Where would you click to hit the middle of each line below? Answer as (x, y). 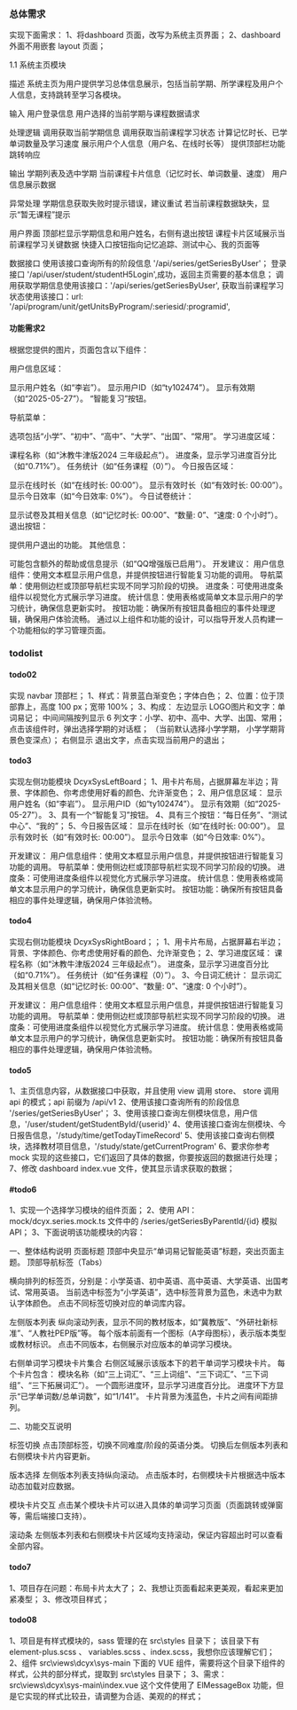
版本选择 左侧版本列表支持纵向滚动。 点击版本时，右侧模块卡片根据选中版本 (147, 1475)
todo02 (23, 675)
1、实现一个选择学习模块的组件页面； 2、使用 (92, 1210)
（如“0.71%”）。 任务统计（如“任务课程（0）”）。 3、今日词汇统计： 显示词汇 (145, 975)
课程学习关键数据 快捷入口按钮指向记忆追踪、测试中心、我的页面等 (138, 245)
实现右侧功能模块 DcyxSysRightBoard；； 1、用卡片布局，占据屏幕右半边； (146, 942)
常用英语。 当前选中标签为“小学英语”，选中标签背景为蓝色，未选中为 (149, 1292)
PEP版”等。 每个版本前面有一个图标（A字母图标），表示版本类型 (170, 1333)
